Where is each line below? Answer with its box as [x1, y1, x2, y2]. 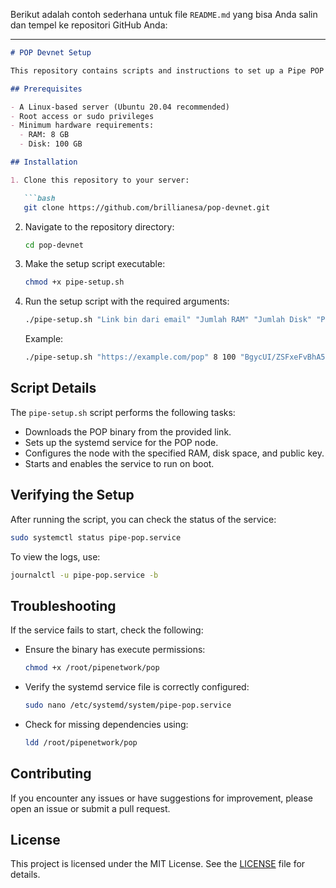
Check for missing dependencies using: [24, 718, 189, 730]
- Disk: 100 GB [19, 139, 83, 149]
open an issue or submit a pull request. [10, 802, 171, 814]
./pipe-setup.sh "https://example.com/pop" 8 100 [24, 352, 237, 363]
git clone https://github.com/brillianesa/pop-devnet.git [23, 202, 271, 213]
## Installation [10, 157, 78, 167]
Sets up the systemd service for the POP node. [24, 436, 219, 448]
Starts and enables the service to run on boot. [24, 457, 215, 469]
